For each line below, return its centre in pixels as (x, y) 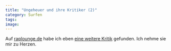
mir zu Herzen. (21, 44)
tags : (11, 19)
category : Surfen (24, 15)
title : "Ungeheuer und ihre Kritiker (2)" (51, 10)
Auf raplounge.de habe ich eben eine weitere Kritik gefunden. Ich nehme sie (86, 39)
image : (12, 24)
